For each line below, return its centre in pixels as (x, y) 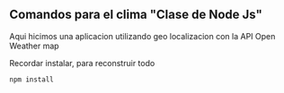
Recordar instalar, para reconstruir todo (82, 63)
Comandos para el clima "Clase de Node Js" (136, 15)
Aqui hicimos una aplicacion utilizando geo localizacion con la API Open (142, 36)
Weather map (35, 46)
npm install (31, 80)
